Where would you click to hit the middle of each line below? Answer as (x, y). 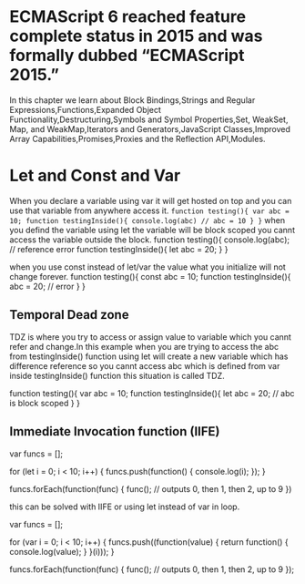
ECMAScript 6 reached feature (128, 17)
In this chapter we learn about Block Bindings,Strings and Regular (132, 100)
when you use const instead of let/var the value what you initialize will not (148, 267)
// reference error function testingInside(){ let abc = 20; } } (119, 249)
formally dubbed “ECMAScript (127, 56)
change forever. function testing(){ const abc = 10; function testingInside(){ (150, 276)
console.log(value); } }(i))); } (62, 551)
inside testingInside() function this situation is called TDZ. (117, 375)
